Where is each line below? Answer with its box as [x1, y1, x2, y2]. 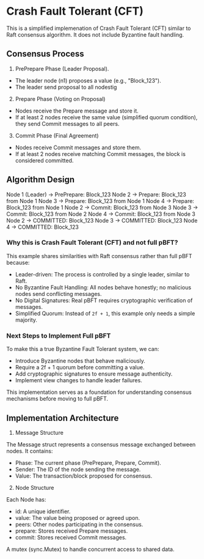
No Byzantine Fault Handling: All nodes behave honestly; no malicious [15, 283, 191, 291]
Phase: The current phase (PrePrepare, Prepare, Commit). [15, 459, 162, 466]
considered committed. [15, 157, 74, 164]
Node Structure [15, 484, 54, 491]
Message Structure [15, 429, 64, 436]
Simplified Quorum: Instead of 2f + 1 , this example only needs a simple [15, 309, 195, 317]
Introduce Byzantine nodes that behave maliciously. [15, 357, 145, 365]
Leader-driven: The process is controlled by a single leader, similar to [15, 270, 190, 278]
